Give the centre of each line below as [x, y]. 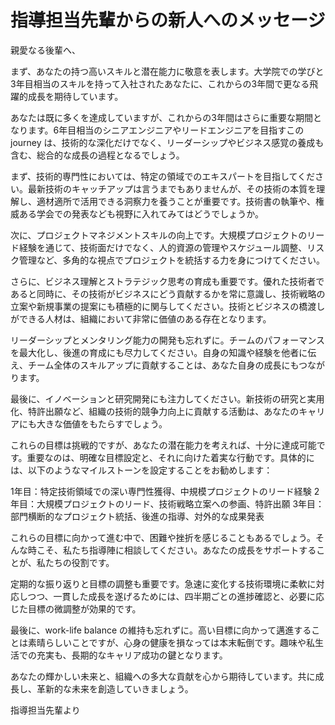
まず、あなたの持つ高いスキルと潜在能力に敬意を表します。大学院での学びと [167, 71]
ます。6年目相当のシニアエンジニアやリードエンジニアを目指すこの [166, 130]
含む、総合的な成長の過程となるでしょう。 [97, 155]
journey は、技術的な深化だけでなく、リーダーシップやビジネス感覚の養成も [167, 142]
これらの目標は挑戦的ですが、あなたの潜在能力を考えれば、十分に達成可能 [163, 445]
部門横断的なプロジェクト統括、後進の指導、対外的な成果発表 [137, 516]
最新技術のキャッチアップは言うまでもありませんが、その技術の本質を [172, 188]
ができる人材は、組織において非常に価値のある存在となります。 [141, 318]
